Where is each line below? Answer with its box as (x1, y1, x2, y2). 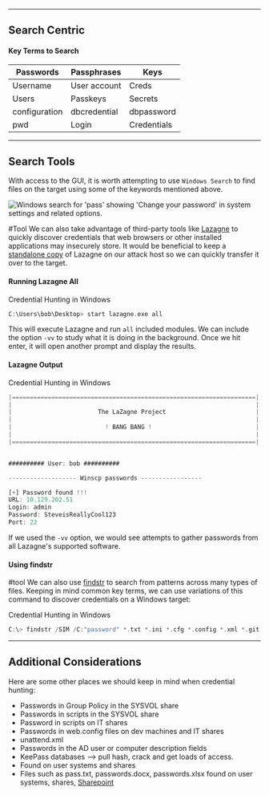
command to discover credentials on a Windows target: (8, 594, 191, 604)
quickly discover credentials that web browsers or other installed (8, 233, 223, 242)
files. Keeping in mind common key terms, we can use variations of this (8, 586, 243, 596)
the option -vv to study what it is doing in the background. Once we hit (8, 333, 241, 343)
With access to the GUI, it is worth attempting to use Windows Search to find (8, 176, 256, 185)
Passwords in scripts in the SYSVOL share (19, 709, 159, 719)
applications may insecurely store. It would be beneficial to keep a (8, 241, 227, 251)
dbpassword (129, 106, 176, 117)
